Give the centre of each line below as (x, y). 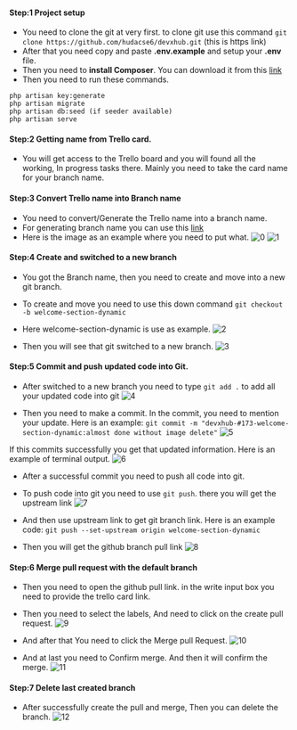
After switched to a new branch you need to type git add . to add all (148, 387)
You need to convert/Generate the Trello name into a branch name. (144, 217)
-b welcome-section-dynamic (74, 312)
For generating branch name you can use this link (113, 227)
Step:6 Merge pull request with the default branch (104, 567)
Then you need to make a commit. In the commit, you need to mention (151, 414)
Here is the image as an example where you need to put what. (136, 237)
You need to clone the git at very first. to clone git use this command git (154, 32)
